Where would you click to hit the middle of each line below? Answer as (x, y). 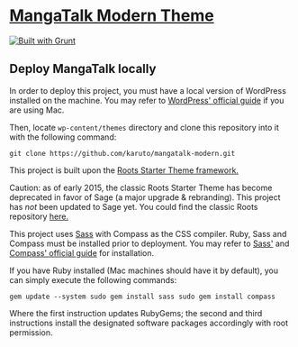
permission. (31, 332)
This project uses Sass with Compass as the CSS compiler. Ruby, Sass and (148, 233)
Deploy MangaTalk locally (83, 69)
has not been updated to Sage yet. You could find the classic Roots (134, 206)
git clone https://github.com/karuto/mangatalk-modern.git (122, 153)
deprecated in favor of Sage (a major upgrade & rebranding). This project (145, 197)
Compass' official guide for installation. (82, 252)
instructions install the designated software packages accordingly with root (149, 323)
